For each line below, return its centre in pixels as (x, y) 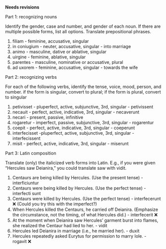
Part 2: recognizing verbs (31, 77)
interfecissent (26, 138)
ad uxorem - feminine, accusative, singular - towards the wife (75, 67)
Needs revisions (22, 7)
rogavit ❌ (22, 241)
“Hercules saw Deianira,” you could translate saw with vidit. (66, 168)
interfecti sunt (27, 193)
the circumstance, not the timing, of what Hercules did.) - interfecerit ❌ (85, 215)
